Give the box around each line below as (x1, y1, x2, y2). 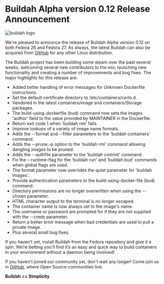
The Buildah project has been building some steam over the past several (5, 59, 151, 65)
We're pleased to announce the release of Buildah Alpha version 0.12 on (5, 39, 150, 45)
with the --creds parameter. (12, 214, 69, 220)
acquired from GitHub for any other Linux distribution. (5, 50, 114, 56)
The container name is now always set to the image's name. (12, 203, 133, 209)
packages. (12, 105, 34, 111)
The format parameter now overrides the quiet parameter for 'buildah (12, 167, 152, 173)
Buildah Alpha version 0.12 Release (5, 3, 150, 15)
